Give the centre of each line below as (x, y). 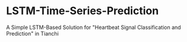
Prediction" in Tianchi (33, 33)
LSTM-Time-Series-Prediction (83, 11)
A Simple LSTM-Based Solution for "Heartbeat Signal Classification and (93, 27)
